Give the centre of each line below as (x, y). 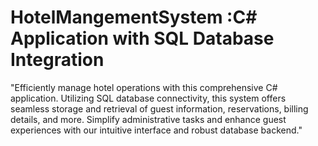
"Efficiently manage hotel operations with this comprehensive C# (144, 87)
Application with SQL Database (142, 38)
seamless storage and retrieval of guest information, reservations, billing (159, 108)
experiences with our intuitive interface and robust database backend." (156, 130)
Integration (57, 60)
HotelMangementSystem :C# (134, 17)
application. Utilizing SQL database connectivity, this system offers (148, 98)
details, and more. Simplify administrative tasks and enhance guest (148, 119)
